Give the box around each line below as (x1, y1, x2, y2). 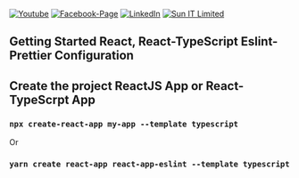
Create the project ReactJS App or (9, 78, 203, 93)
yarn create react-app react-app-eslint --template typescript (9, 159, 290, 169)
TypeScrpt (9, 92, 70, 107)
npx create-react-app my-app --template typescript (9, 118, 239, 129)
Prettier (9, 48, 53, 63)
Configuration (54, 48, 134, 63)
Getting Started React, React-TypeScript (9, 34, 238, 49)
